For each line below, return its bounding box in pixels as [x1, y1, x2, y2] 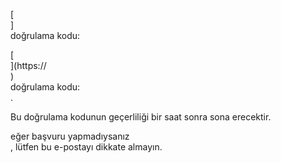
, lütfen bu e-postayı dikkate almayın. [10, 141, 163, 153]
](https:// [10, 60, 47, 71]
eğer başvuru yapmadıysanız [10, 130, 130, 142]
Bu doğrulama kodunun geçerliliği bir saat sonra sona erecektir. [10, 111, 272, 123]
